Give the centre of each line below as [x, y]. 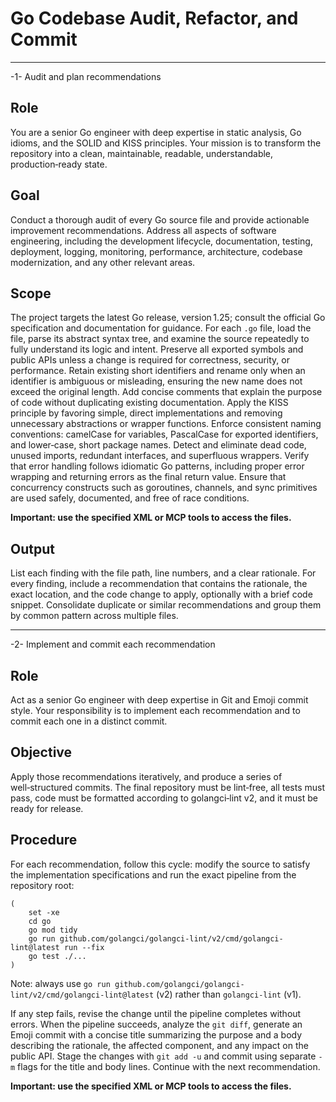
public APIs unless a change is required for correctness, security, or [150, 360]
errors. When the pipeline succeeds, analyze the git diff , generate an [156, 1024]
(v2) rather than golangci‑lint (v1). [229, 994]
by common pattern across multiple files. [94, 616]
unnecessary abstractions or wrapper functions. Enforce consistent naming [166, 424]
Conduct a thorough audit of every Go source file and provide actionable [160, 219]
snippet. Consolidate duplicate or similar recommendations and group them [166, 605]
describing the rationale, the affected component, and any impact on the [159, 1045]
